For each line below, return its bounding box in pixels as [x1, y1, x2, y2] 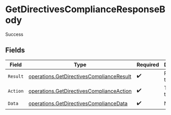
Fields [5, 46, 25, 54]
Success [5, 31, 24, 37]
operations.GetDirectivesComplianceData [28, 100, 128, 107]
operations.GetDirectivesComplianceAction [28, 88, 132, 95]
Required [136, 61, 159, 68]
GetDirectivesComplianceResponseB [5, 4, 165, 15]
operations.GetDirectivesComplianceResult [28, 73, 131, 80]
